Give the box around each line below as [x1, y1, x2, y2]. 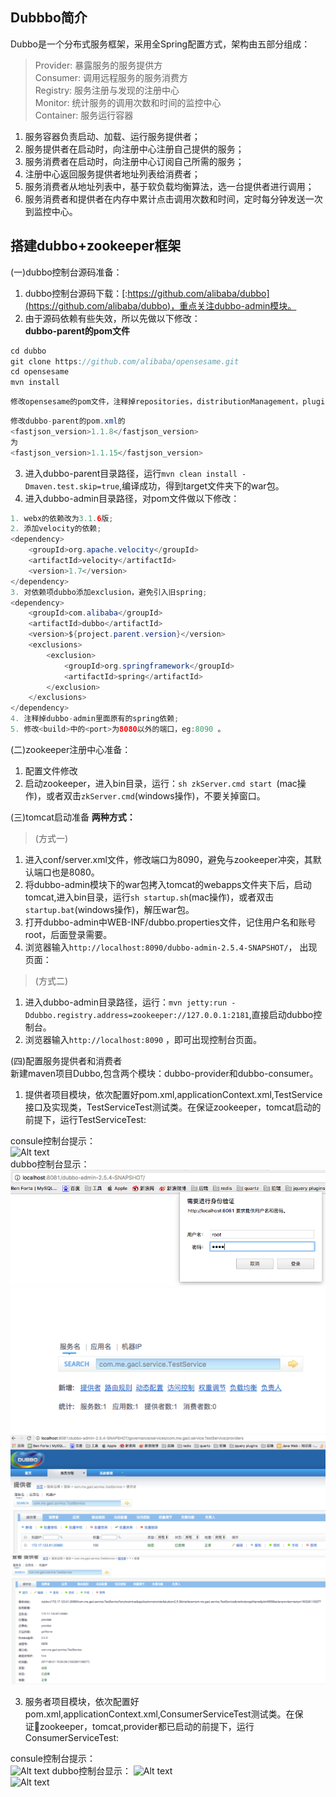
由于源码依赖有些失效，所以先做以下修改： [24, 312, 201, 324]
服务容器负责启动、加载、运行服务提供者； [24, 130, 201, 142]
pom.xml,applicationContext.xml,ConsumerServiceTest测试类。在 [24, 1708, 295, 1720]
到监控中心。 [24, 205, 78, 217]
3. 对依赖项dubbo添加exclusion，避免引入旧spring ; [10, 587, 208, 597]
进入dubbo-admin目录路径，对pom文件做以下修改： [24, 492, 240, 504]
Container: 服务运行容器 [34, 109, 134, 121]
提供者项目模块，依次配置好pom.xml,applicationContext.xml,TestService [24, 1088, 323, 1100]
